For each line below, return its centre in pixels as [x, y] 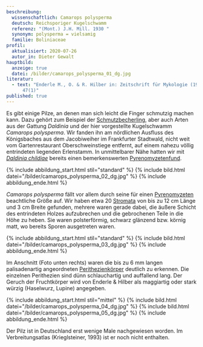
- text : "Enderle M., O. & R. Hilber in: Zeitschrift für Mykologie [100, 85]
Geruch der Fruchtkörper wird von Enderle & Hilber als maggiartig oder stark [101, 282]
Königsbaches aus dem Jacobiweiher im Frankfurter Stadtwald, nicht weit [98, 139]
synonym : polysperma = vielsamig [54, 34]
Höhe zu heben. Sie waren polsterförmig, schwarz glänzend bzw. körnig [96, 220]
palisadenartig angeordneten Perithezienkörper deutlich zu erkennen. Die [98, 269]
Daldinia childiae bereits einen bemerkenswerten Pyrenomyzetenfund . [94, 158]
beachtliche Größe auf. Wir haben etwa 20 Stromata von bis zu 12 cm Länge [101, 200]
